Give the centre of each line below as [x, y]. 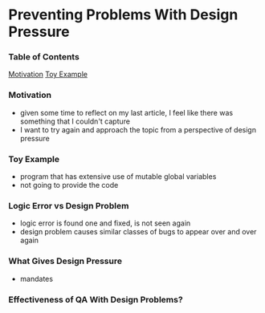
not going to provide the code [69, 185]
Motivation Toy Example [48, 75]
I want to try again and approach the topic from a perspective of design [138, 129]
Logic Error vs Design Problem [69, 206]
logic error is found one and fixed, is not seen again [105, 223]
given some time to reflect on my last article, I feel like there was [126, 112]
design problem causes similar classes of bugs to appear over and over [138, 232]
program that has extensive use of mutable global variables [118, 177]
